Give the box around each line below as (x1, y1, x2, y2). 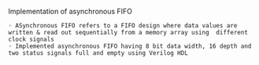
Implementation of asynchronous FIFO (8, 7, 132, 16)
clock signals (8, 35, 55, 43)
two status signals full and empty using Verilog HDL (8, 49, 189, 57)
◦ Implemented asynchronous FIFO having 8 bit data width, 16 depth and (8, 42, 252, 50)
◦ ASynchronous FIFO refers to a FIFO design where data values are (8, 22, 238, 30)
